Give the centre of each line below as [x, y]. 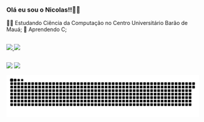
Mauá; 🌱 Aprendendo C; [37, 29]
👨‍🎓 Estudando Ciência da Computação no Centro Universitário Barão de [97, 23]
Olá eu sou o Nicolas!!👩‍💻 [43, 10]
